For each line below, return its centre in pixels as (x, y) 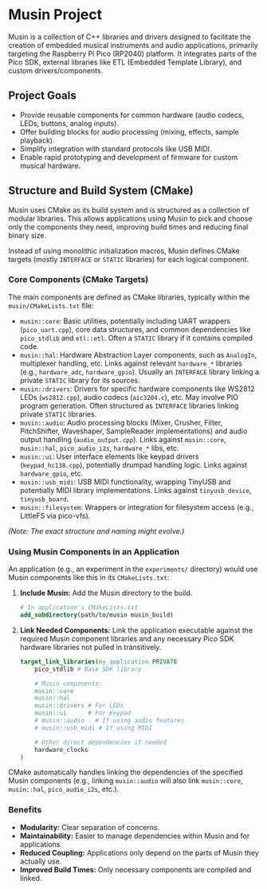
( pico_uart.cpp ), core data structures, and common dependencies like (135, 329)
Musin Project (55, 15)
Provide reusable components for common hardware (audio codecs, (132, 115)
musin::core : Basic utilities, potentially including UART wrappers (125, 321)
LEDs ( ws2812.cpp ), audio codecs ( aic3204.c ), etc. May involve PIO (129, 397)
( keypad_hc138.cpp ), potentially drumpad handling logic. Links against (133, 464)
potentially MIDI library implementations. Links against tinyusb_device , (135, 490)
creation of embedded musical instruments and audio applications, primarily (133, 45)
